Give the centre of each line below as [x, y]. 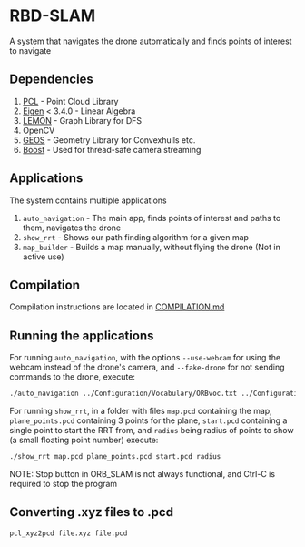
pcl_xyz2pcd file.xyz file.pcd [69, 533]
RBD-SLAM [53, 16]
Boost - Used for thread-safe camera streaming [112, 149]
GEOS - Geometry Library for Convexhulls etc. [109, 140]
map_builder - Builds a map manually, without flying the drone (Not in [152, 247]
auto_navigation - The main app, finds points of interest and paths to [152, 218]
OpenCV [39, 130]
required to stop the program [64, 483]
